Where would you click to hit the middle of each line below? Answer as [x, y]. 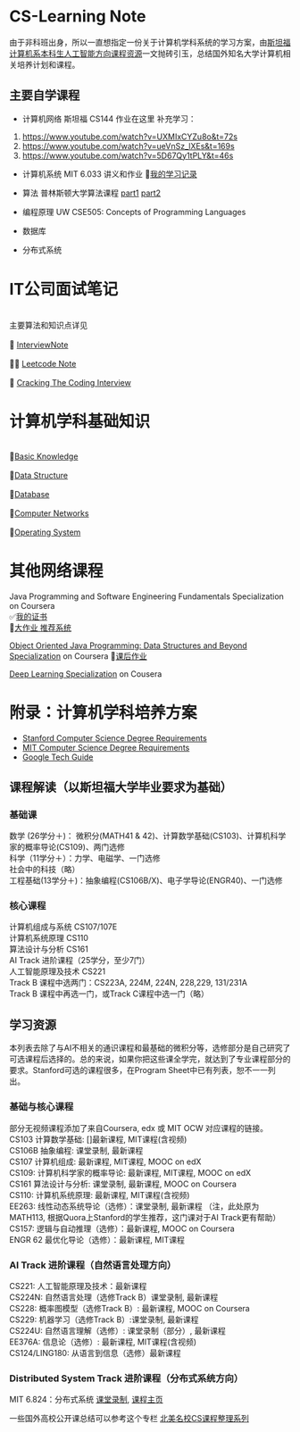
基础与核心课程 [42, 1107]
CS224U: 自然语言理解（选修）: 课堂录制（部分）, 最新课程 [117, 1330]
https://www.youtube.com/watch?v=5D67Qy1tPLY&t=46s [128, 155]
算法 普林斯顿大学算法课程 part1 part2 [92, 193]
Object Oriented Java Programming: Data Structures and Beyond [128, 645]
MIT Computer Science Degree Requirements [106, 747]
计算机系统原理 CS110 [49, 938]
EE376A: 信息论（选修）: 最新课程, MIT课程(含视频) [103, 1342]
